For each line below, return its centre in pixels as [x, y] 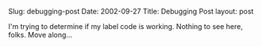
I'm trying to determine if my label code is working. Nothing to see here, [126, 26]
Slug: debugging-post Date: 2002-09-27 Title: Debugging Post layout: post [131, 11]
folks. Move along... [40, 35]
